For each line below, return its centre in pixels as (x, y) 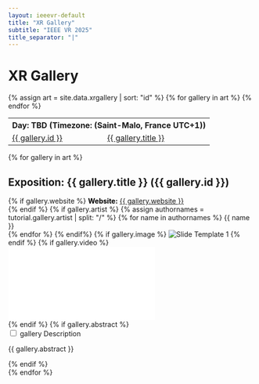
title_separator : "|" (43, 37)
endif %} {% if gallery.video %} (59, 243)
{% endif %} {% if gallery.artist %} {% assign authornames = (106, 209)
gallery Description (50, 333)
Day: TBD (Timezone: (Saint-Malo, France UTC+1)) (109, 125)
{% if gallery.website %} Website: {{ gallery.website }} (96, 201)
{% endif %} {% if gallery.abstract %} (68, 324)
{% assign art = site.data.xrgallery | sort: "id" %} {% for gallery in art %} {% (130, 98)
